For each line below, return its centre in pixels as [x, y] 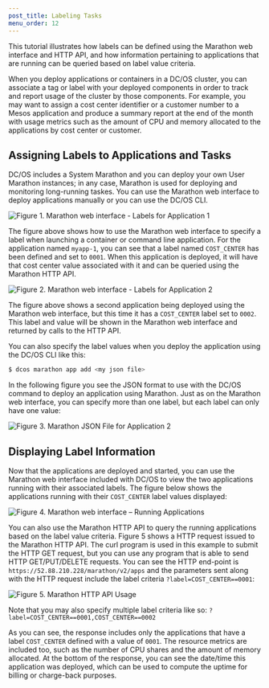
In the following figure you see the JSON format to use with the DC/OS [125, 385]
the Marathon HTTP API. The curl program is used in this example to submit [133, 545]
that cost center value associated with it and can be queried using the [124, 265]
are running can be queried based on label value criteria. [102, 63]
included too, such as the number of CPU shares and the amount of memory [134, 649]
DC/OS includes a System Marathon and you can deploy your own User [126, 174]
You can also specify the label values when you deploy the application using [134, 346]
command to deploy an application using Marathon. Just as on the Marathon [134, 394]
